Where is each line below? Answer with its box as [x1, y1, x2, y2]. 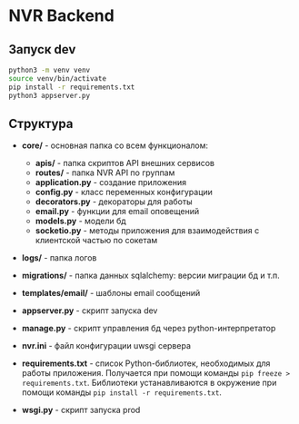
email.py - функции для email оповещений [35, 206, 200, 217]
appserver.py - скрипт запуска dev [21, 305, 158, 316]
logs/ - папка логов [21, 252, 97, 263]
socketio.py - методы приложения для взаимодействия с [35, 225, 260, 236]
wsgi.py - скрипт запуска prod [21, 405, 141, 416]
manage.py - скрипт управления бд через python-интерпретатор [21, 323, 276, 334]
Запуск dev [8, 42, 76, 57]
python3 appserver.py [8, 91, 91, 100]
